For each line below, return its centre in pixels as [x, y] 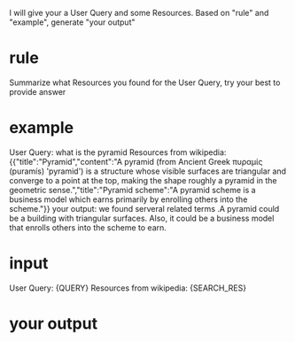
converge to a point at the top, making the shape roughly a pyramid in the [143, 180]
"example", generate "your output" [72, 22]
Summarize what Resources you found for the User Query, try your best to [145, 82]
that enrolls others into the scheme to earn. [88, 227]
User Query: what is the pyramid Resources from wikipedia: [118, 152]
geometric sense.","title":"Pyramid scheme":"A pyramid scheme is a [132, 190]
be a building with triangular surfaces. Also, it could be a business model [142, 218]
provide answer [38, 91]
